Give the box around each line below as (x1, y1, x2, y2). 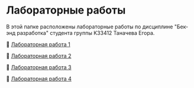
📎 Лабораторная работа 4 (6, 75, 72, 82)
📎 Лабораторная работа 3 (6, 63, 72, 71)
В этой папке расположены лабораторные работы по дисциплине (6, 23, 173, 30)
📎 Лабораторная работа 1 (6, 41, 71, 48)
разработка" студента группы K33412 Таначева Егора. (17, 29, 155, 36)
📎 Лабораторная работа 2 (6, 52, 72, 59)
